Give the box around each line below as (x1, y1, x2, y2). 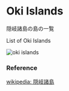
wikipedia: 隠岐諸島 (6, 78, 54, 86)
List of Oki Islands (6, 37, 51, 44)
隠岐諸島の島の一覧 (6, 25, 54, 32)
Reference (6, 63, 38, 72)
